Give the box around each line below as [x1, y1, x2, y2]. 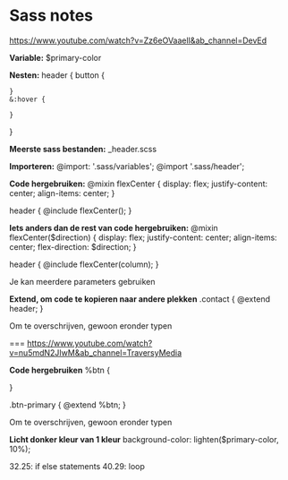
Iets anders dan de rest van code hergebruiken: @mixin [9, 222, 219, 233]
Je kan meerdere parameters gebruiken [9, 276, 156, 287]
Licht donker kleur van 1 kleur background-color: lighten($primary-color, [9, 433, 279, 444]
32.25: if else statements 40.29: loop [9, 460, 146, 471]
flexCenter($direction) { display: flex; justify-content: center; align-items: [9, 232, 277, 243]
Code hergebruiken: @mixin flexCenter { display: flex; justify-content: [9, 178, 268, 189]
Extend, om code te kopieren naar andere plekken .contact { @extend [9, 293, 271, 304]
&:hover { [9, 95, 47, 104]
